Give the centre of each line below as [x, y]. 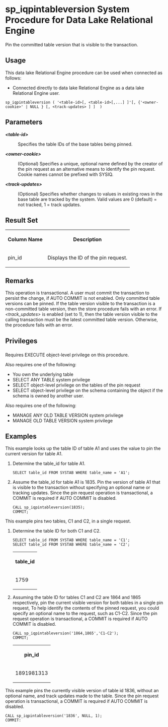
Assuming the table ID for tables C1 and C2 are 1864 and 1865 [76, 598]
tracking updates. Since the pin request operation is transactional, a [83, 493]
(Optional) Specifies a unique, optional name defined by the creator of [90, 163]
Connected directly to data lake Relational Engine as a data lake [78, 88]
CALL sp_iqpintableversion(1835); [49, 507]
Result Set [22, 220]
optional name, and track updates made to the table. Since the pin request [82, 696]
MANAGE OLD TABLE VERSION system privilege [63, 420]
